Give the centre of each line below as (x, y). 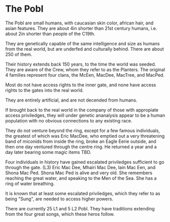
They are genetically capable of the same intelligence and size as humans (82, 43)
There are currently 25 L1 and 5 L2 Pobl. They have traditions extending (80, 208)
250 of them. (19, 54)
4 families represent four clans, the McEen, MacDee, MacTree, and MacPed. (85, 75)
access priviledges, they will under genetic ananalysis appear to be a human (85, 115)
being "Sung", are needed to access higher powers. (59, 199)
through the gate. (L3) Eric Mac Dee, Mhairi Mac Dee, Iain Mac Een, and (80, 167)
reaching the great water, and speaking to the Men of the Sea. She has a (81, 178)
